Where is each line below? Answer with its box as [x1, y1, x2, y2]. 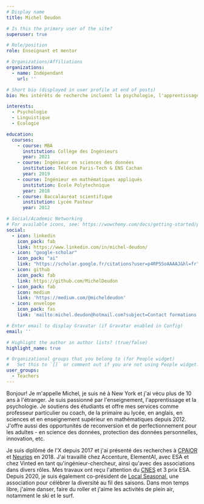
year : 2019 [22, 171, 50, 177]
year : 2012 [22, 205, 50, 211]
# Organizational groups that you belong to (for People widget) [6, 356, 175, 362]
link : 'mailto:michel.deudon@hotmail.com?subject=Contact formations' [17, 312, 200, 318]
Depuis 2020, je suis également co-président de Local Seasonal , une [6, 472, 179, 480]
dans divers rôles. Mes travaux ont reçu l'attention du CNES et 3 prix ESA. [6, 466, 191, 473]
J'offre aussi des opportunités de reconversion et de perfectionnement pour [6, 422, 197, 429]
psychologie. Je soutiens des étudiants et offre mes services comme [6, 402, 179, 410]
